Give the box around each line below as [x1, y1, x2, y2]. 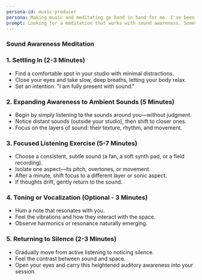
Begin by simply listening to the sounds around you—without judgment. [14, 111, 192, 118]
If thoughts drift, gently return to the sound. [14, 178, 123, 185]
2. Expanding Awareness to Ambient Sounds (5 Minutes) [6, 98, 175, 106]
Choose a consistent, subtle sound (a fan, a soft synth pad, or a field [14, 153, 185, 160]
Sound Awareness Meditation [6, 40, 94, 48]
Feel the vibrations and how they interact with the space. [14, 213, 156, 220]
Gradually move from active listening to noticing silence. [14, 248, 155, 256]
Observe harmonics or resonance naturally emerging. [14, 220, 148, 227]
